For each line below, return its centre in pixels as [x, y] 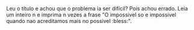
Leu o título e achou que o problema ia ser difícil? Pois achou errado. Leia [97, 9]
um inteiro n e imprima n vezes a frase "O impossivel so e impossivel [91, 15]
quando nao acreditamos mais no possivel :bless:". [69, 21]
